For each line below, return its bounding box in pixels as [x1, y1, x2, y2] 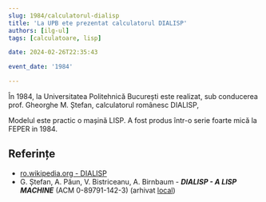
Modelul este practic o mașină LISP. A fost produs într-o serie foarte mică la [8, 116, 257, 125]
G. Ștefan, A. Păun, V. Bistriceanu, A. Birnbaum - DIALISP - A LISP [19, 176, 237, 186]
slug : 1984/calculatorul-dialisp [8, 11, 120, 20]
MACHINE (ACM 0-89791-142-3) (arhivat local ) [19, 185, 176, 195]
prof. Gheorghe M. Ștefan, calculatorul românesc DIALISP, [8, 101, 200, 109]
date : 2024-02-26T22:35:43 [8, 49, 98, 57]
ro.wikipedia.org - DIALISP [19, 168, 108, 178]
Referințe [8, 147, 56, 160]
